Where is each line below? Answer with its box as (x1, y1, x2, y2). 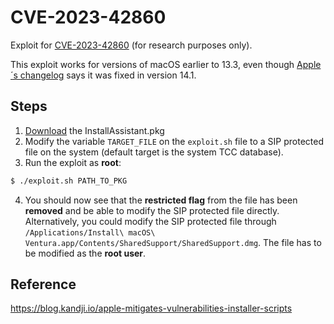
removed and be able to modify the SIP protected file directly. (24, 204, 280, 216)
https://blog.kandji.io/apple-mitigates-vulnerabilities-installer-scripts (10, 302, 293, 315)
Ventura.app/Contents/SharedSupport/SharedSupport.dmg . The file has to (24, 236, 322, 248)
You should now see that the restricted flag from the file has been (24, 194, 298, 206)
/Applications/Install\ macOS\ (24, 227, 156, 238)
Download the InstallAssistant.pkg (24, 124, 165, 136)
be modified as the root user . (24, 247, 147, 259)
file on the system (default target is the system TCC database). (24, 146, 284, 158)
